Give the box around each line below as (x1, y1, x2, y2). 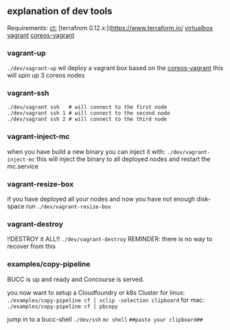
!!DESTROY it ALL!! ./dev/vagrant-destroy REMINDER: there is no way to (7, 235, 213, 243)
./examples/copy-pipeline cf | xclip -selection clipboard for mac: (7, 296, 205, 304)
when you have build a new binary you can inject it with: (7, 147, 166, 155)
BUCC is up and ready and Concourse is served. (7, 275, 144, 283)
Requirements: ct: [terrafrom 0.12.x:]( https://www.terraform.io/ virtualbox (7, 23, 214, 32)
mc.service (7, 162, 39, 170)
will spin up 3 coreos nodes (7, 71, 85, 80)
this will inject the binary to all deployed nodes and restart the (36, 155, 211, 163)
